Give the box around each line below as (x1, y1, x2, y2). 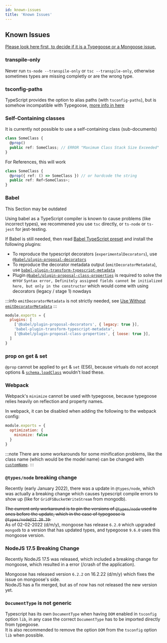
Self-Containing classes (5, 115, 65, 122)
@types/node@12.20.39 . (5, 516, 51, 522)
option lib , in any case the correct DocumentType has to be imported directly (5, 616, 161, 622)
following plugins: (5, 241, 41, 247)
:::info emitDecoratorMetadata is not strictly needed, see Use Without (5, 297, 146, 303)
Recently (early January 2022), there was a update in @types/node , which (5, 485, 156, 491)
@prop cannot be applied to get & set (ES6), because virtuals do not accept (5, 364, 159, 370)
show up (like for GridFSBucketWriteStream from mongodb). (5, 496, 127, 502)
